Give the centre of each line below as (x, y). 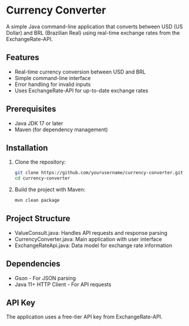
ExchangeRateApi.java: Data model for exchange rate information (93, 245)
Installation (27, 148)
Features (23, 57)
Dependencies (33, 264)
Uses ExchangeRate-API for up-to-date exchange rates (81, 90)
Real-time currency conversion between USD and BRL (80, 72)
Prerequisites (31, 109)
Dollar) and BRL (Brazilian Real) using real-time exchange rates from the (93, 32)
